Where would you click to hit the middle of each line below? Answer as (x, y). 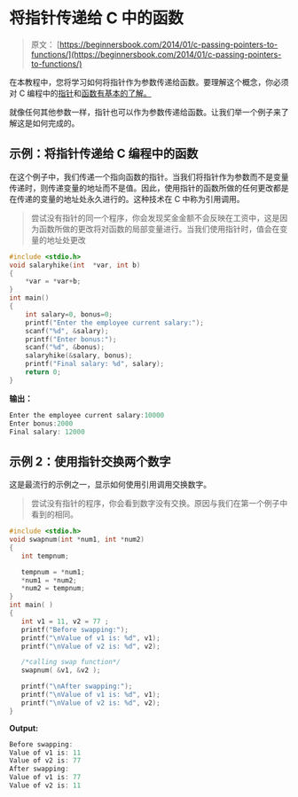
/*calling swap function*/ (71, 662)
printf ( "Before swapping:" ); (74, 629)
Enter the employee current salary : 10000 (87, 415)
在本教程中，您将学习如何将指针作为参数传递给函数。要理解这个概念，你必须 (149, 82)
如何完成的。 (56, 123)
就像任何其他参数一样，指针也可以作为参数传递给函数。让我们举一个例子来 (145, 112)
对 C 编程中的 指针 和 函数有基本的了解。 (81, 93)
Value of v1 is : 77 (45, 777)
